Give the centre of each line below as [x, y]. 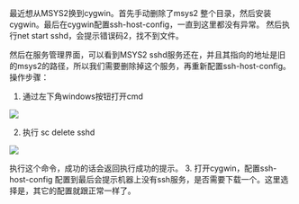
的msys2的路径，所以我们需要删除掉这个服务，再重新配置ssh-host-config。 [150, 66]
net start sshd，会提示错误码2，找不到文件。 [100, 35]
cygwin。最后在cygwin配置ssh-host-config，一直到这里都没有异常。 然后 [146, 24]
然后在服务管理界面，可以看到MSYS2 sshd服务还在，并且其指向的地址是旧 [148, 55]
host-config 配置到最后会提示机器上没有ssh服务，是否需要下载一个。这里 [145, 179]
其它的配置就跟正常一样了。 [84, 191]
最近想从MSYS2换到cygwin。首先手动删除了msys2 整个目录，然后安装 [140, 13]
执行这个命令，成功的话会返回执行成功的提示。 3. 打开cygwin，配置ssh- [143, 168]
